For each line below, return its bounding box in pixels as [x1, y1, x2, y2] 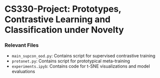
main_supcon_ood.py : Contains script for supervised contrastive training [11, 53, 156, 59]
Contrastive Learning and [4, 14, 111, 25]
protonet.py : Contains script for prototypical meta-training [11, 58, 131, 64]
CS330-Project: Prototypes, [4, 3, 121, 15]
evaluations [11, 69, 35, 75]
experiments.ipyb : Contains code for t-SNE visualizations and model [11, 63, 150, 69]
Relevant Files [4, 42, 39, 49]
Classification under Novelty [4, 25, 124, 35]
